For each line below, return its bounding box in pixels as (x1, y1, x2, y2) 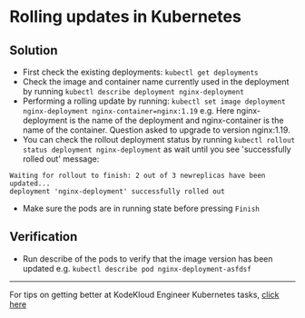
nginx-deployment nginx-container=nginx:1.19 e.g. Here (22, 105, 235, 115)
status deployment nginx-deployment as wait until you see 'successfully (22, 144, 292, 154)
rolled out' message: (22, 154, 100, 164)
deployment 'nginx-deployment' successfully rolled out (9, 187, 225, 196)
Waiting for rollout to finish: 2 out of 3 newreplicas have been (9, 171, 266, 180)
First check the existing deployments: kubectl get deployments (22, 66, 259, 77)
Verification (9, 229, 78, 244)
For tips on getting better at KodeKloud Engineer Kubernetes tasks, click (9, 289, 280, 300)
